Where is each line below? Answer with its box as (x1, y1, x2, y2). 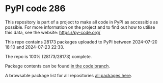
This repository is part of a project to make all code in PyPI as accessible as (5, 19, 158, 25)
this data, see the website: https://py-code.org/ (5, 29, 101, 35)
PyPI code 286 (5, 3, 66, 14)
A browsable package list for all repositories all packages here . (5, 72, 133, 78)
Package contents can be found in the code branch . (5, 63, 110, 69)
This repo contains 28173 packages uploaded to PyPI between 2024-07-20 (5, 39, 158, 44)
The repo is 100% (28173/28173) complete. (5, 53, 92, 59)
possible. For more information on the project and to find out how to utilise (5, 24, 156, 30)
